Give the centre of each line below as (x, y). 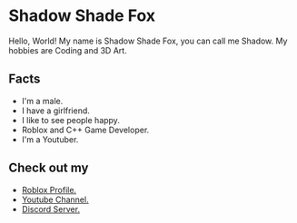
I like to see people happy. (70, 120)
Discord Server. (51, 208)
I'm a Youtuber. (50, 139)
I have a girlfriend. (55, 111)
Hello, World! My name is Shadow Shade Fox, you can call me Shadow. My (148, 41)
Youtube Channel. (55, 199)
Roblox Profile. (49, 189)
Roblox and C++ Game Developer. (85, 130)
